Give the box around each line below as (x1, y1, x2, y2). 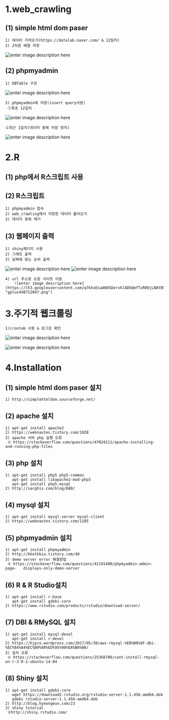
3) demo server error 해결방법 (5, 557, 67, 562)
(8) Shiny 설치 (5, 674, 48, 683)
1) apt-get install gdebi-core (5, 688, 71, 693)
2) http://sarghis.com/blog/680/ (5, 486, 75, 491)
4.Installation (5, 362, 62, 373)
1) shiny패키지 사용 (5, 247, 43, 252)
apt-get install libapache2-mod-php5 (12, 477, 92, 482)
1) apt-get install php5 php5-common (5, 472, 84, 477)
